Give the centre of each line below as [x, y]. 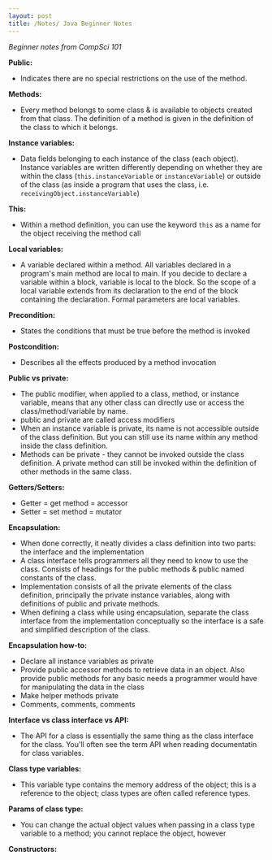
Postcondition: [34, 346]
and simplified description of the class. [85, 629]
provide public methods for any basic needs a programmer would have [138, 678]
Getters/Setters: [37, 487]
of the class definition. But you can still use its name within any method [139, 437]
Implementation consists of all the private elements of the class [126, 586]
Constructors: [33, 849]
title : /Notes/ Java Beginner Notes [70, 24]
